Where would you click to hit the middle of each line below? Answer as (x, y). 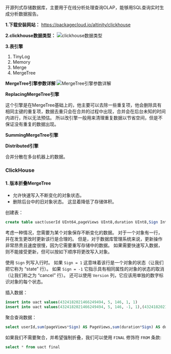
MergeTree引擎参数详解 (31, 83)
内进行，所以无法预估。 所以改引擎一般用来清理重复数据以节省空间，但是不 (84, 118)
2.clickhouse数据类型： (31, 35)
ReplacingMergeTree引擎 (32, 94)
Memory (21, 62)
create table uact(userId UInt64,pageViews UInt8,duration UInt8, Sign (82, 222)
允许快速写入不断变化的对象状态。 (48, 195)
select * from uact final (33, 347)
